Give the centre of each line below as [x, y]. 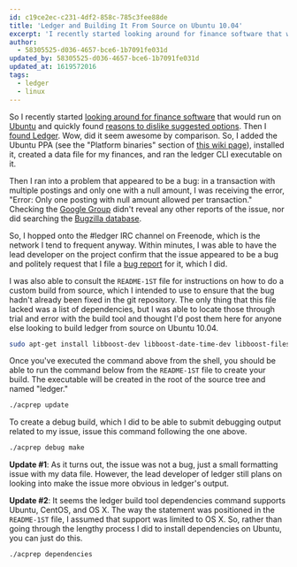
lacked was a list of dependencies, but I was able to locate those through [142, 309]
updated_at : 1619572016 [53, 67]
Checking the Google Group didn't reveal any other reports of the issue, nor [147, 209]
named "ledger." [39, 389]
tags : [19, 75]
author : [23, 42]
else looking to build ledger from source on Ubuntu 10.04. [114, 327]
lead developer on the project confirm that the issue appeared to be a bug [144, 254]
